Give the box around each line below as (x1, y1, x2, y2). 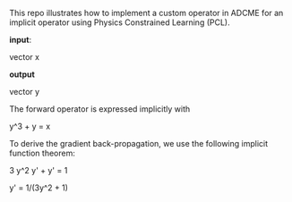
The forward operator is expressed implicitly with (9, 104, 191, 114)
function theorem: (9, 147, 76, 158)
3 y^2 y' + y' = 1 (9, 165, 68, 175)
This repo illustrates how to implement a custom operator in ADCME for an (9, 8, 284, 18)
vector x (9, 52, 40, 62)
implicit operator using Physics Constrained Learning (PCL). (9, 17, 230, 28)
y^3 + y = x (9, 121, 51, 131)
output (9, 69, 36, 80)
